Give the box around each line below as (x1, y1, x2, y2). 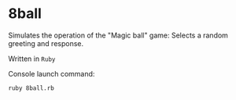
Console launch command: (8, 69, 95, 78)
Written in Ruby (8, 54, 56, 63)
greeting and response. (8, 38, 84, 48)
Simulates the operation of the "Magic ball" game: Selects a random (8, 30, 228, 40)
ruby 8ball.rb (8, 84, 55, 92)
